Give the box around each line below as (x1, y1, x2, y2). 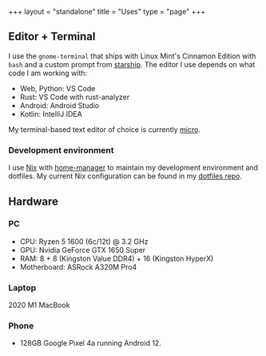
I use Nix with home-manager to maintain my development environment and (8, 163, 258, 173)
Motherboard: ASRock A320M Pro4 (19, 262, 137, 271)
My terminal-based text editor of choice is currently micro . (8, 124, 201, 134)
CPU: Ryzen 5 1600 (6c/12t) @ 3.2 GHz (19, 236, 149, 246)
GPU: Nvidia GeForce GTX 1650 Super (19, 245, 146, 254)
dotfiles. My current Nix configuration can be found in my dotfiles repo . (8, 171, 242, 181)
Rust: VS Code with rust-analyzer (19, 92, 130, 102)
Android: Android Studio (19, 100, 100, 110)
